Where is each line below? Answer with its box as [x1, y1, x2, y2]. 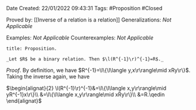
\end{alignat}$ [6, 97, 42, 104]
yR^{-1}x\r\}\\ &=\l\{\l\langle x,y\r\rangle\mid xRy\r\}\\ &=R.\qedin [6, 91, 165, 98]
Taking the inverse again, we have [6, 73, 90, 80]
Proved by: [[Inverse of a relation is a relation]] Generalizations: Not [6, 16, 172, 23]
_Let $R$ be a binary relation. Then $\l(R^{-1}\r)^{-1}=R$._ [6, 56, 164, 62]
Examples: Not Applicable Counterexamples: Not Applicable [6, 34, 154, 41]
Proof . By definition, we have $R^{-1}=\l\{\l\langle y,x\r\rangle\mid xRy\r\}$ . [6, 67, 191, 74]
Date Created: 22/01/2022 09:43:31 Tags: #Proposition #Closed [6, 5, 163, 11]
